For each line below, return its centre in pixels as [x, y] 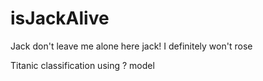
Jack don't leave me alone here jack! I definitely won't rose [131, 46]
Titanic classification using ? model [82, 65]
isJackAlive [60, 18]
